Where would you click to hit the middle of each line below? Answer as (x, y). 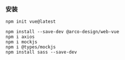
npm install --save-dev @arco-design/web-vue (62, 32)
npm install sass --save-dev (41, 52)
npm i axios (20, 37)
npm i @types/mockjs (31, 47)
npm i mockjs (22, 42)
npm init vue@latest (31, 22)
